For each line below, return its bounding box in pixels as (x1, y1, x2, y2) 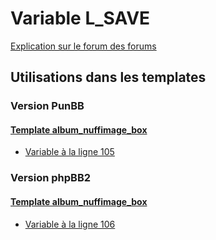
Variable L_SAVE (10, 7, 151, 30)
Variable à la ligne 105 (24, 146, 115, 158)
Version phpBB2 (10, 171, 92, 185)
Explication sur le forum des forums (10, 40, 157, 52)
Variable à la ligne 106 (24, 218, 116, 230)
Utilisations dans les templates (10, 69, 207, 86)
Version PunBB (10, 99, 85, 113)
